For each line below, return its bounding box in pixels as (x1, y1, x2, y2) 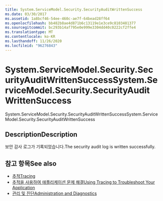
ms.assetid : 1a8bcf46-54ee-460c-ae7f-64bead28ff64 (5, 16, 110, 21)
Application (12, 185, 36, 191)
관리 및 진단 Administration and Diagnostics (12, 190, 97, 197)
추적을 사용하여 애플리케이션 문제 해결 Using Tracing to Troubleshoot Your (12, 179, 155, 185)
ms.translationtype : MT (5, 30, 54, 34)
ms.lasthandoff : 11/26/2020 (5, 39, 62, 44)
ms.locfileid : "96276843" (5, 43, 57, 48)
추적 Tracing (12, 173, 36, 179)
